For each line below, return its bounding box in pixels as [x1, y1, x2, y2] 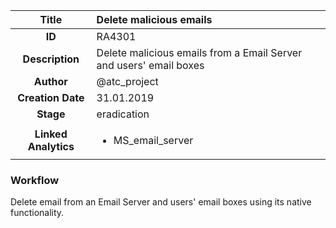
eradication [96, 107, 150, 121]
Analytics [27, 140, 75, 153]
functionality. [10, 207, 65, 219]
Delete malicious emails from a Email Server [96, 46, 303, 59]
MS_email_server [113, 134, 194, 147]
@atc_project [96, 75, 159, 88]
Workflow [10, 173, 60, 187]
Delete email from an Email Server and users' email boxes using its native [10, 196, 312, 208]
